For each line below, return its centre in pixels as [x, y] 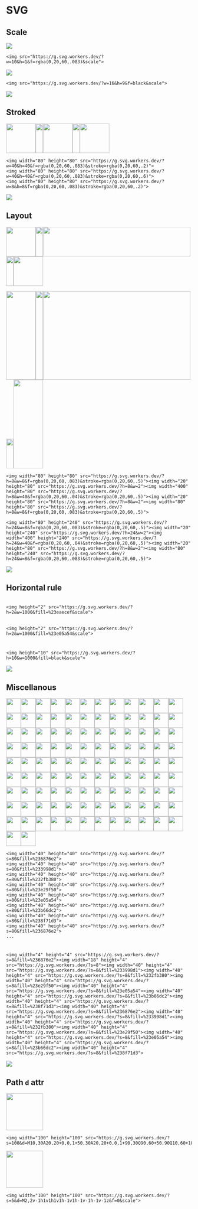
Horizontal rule [34, 588]
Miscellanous [32, 687]
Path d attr [25, 1082]
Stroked [21, 113]
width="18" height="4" [100, 960]
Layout [19, 216]
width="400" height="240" [38, 538]
